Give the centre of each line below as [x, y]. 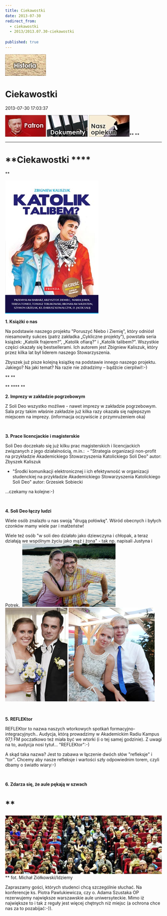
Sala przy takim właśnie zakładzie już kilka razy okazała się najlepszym [78, 411]
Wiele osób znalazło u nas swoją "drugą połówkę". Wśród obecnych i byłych [83, 520]
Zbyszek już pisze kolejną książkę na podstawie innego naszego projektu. [81, 362]
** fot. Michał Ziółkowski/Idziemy [39, 877]
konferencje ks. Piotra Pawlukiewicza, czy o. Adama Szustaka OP [72, 892]
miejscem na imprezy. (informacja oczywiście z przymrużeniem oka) [75, 416]
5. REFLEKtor [19, 719]
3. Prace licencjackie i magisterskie [42, 436]
